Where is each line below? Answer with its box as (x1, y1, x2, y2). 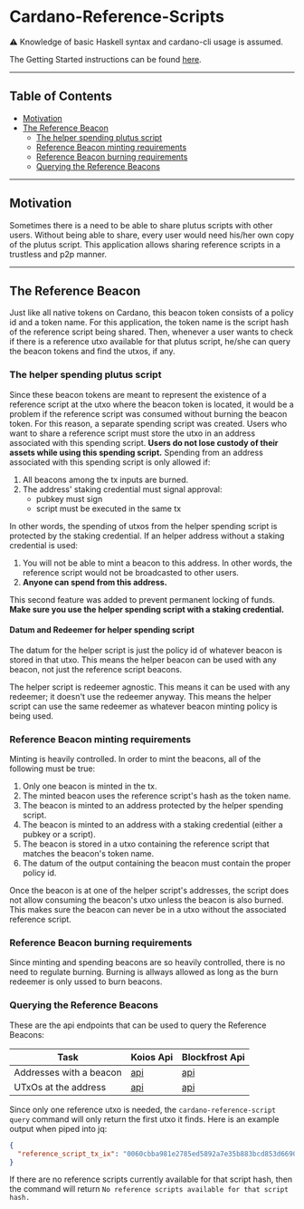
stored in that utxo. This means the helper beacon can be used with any (9, 654, 278, 665)
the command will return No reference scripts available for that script (9, 1184, 290, 1194)
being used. (9, 710, 54, 721)
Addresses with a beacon (14, 1066, 122, 1078)
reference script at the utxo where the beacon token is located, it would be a (9, 399, 294, 410)
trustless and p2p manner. (9, 248, 107, 259)
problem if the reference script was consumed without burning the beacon (9, 408, 288, 419)
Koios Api (130, 1050, 174, 1063)
